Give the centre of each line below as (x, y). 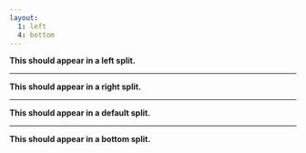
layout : (24, 18)
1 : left (32, 26)
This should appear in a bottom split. (80, 139)
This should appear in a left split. (73, 61)
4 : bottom (36, 35)
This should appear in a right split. (76, 87)
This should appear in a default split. (80, 113)
